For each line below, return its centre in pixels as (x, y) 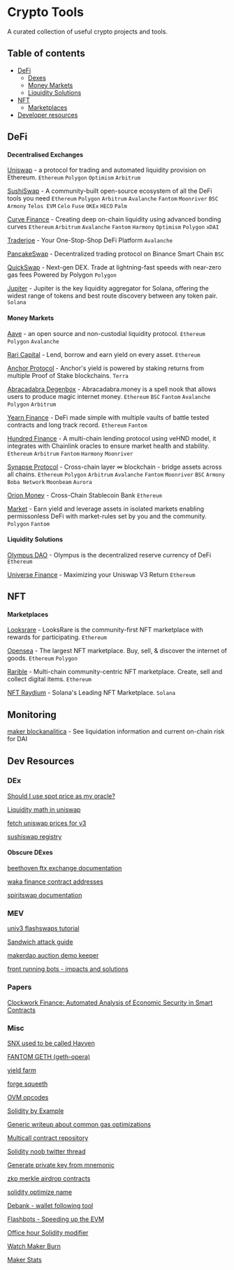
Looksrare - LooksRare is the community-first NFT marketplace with (105, 630)
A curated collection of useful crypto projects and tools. (87, 31)
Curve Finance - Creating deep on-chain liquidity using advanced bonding (114, 219)
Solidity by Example (36, 1111)
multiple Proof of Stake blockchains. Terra (68, 375)
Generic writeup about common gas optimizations (79, 1124)
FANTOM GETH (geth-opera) (49, 1056)
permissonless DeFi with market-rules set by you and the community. (107, 516)
